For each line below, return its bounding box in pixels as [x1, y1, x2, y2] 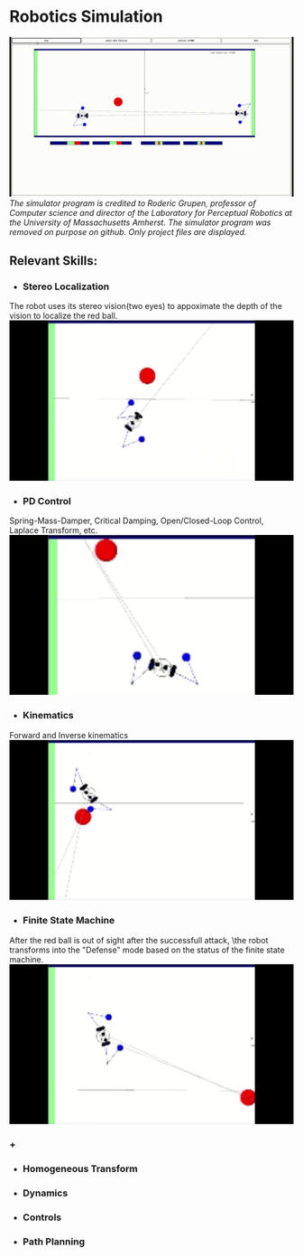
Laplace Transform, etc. [9, 524, 98, 535]
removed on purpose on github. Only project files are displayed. [9, 227, 247, 238]
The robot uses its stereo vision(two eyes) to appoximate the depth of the [9, 301, 282, 312]
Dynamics [22, 1187, 69, 1199]
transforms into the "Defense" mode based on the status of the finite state [9, 944, 286, 955]
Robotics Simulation [9, 6, 163, 27]
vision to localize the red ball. [9, 310, 118, 322]
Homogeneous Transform [22, 1162, 138, 1175]
